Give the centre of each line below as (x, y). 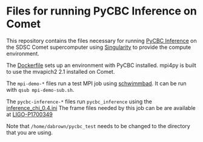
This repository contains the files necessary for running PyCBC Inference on (101, 40)
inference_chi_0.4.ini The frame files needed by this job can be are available (101, 108)
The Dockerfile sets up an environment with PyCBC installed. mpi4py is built (101, 65)
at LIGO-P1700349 (30, 114)
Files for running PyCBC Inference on (101, 11)
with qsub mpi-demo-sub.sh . (40, 89)
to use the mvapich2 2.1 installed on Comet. (61, 71)
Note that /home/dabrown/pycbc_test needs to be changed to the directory (98, 126)
